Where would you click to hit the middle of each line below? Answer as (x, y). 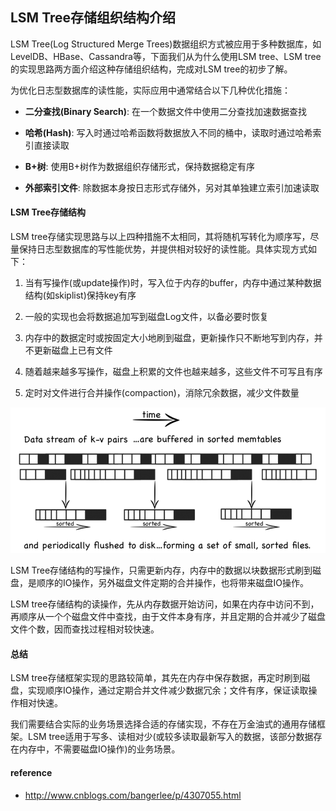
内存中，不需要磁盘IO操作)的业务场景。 (99, 749)
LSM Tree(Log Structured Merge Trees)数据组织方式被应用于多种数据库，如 (166, 44)
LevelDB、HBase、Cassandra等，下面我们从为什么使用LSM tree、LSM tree (166, 56)
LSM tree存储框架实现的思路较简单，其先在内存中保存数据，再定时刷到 (156, 678)
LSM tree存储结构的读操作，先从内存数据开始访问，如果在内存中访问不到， (165, 604)
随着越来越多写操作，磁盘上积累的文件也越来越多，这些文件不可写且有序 (173, 372)
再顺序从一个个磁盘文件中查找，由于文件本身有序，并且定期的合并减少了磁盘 (168, 617)
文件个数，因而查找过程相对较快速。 (85, 629)
